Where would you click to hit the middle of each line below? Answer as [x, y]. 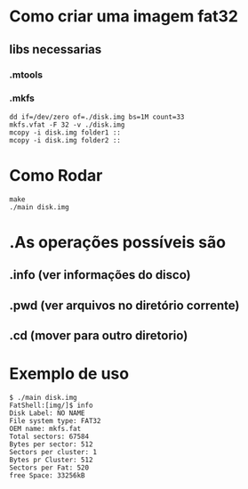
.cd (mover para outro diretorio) [99, 336]
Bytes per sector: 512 [51, 444]
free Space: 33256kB [48, 476]
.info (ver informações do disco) [100, 275]
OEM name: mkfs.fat [45, 429]
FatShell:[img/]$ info [51, 406]
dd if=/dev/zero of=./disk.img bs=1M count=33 [97, 117]
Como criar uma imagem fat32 [124, 16]
